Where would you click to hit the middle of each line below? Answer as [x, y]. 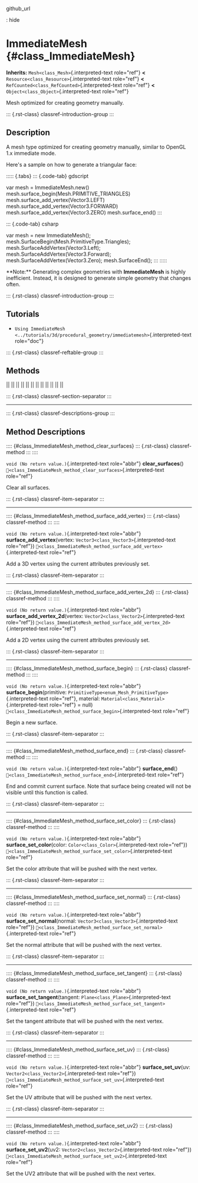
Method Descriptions [46, 432]
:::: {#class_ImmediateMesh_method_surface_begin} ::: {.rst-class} [87, 669]
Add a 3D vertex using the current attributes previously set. [78, 564]
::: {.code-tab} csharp [32, 224]
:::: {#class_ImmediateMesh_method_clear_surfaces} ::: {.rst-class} [88, 446]
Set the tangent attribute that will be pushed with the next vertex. [85, 1021]
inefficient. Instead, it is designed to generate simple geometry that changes [99, 278]
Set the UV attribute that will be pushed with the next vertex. [79, 1098]
